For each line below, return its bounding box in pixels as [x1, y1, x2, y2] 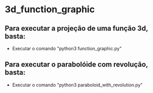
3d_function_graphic [5, 4, 95, 15]
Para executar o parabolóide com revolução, [5, 60, 148, 69]
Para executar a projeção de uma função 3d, [5, 24, 148, 33]
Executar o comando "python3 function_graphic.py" [12, 45, 122, 52]
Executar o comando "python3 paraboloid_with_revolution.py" [12, 82, 143, 88]
